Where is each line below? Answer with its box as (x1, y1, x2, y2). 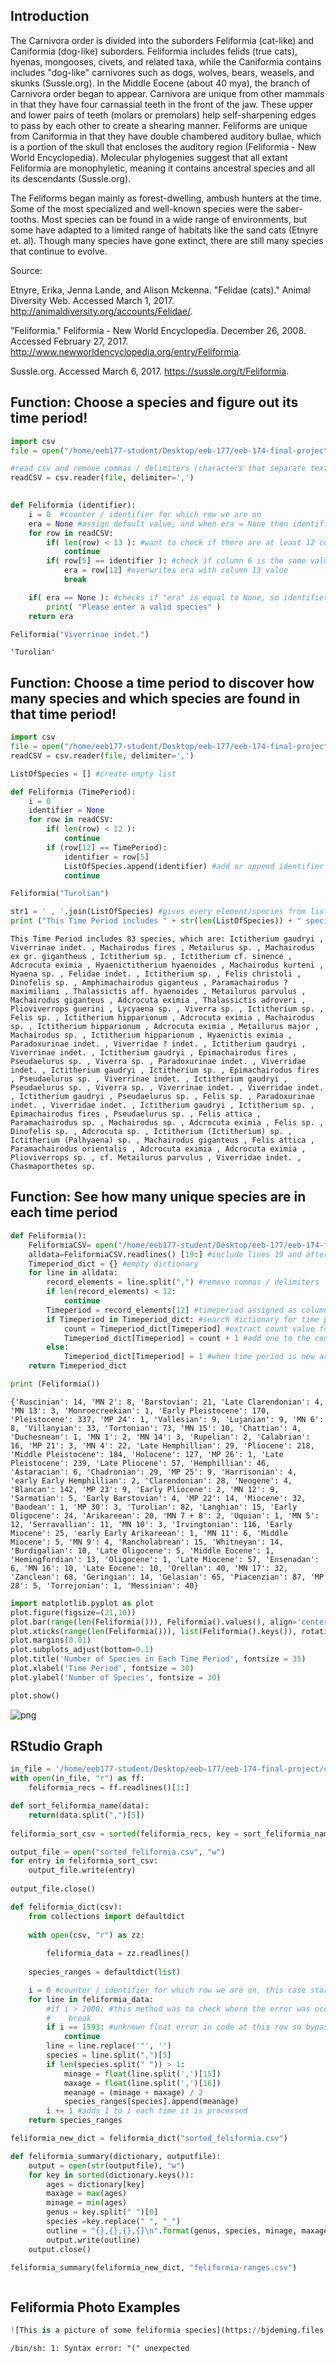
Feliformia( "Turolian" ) (10, 889, 110, 899)
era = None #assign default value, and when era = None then (28, 519, 288, 529)
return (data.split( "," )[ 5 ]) (28, 1810, 145, 1820)
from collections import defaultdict (28, 1911, 186, 1921)
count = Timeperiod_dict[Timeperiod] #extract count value (63, 1324, 315, 1334)
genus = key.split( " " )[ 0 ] (46, 2207, 159, 2218)
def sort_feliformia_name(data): (10, 1801, 150, 1811)
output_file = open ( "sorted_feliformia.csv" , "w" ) (10, 1847, 226, 1857)
